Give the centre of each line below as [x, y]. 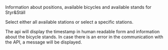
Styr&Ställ [16, 12]
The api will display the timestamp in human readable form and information [82, 31]
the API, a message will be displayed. [44, 42]
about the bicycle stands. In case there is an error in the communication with [84, 37]
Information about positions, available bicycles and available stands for [78, 7]
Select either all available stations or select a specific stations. [69, 22]
